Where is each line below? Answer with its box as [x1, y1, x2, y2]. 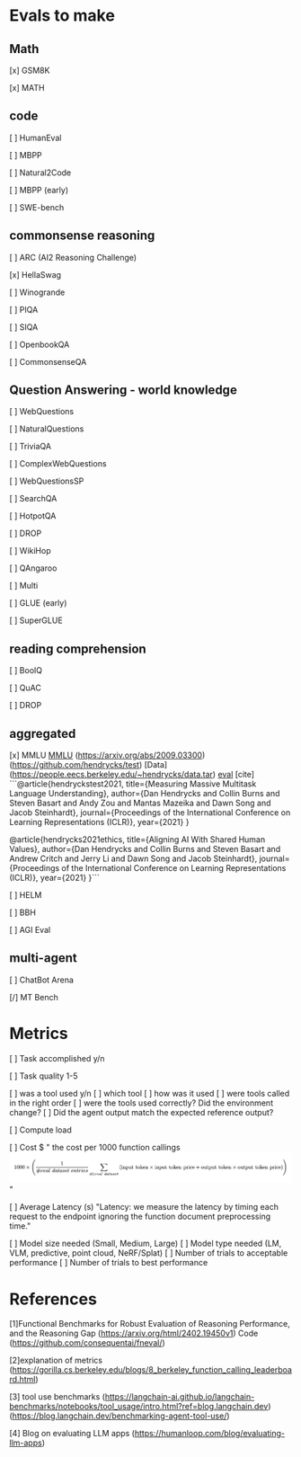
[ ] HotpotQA [9, 511, 57, 521]
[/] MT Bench [9, 991, 58, 1002]
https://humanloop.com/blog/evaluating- [134, 1428, 286, 1439]
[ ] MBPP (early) [9, 184, 69, 195]
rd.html [9, 1374, 36, 1385]
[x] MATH [9, 83, 45, 93]
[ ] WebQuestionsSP [9, 475, 84, 486]
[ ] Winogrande [9, 287, 66, 298]
